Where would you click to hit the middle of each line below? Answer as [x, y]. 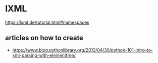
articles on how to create [44, 38]
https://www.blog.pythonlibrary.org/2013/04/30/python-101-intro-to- [82, 50]
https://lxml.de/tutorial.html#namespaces [47, 22]
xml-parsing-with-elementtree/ [44, 55]
